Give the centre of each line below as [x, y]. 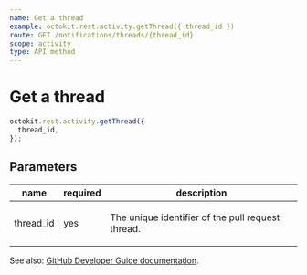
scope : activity [40, 43]
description [201, 193]
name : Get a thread [47, 18]
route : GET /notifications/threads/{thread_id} [102, 35]
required [83, 193]
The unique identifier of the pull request [195, 217]
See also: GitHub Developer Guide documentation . [104, 260]
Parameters [43, 167]
